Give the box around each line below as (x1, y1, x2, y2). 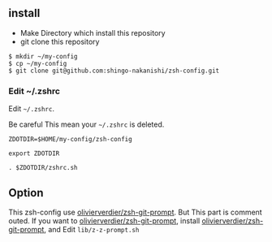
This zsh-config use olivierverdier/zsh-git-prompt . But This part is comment (8, 207, 262, 217)
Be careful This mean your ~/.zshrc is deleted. (8, 119, 165, 129)
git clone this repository (19, 37, 100, 46)
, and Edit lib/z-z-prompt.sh (44, 224, 140, 234)
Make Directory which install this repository (19, 28, 166, 37)
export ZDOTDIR (8, 149, 60, 158)
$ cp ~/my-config (8, 59, 67, 67)
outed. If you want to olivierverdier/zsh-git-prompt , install (8, 215, 201, 226)
